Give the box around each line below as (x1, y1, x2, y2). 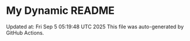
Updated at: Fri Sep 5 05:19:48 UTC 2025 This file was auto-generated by (6, 23, 184, 30)
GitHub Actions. (6, 29, 44, 36)
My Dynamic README (6, 4, 115, 17)
